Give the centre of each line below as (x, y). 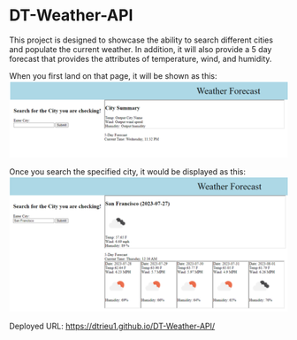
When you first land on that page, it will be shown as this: (114, 75)
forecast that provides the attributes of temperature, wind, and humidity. (141, 58)
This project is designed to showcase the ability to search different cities (141, 40)
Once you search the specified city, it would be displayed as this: (127, 171)
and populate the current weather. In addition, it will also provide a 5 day (141, 49)
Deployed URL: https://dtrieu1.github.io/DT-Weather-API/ (112, 326)
